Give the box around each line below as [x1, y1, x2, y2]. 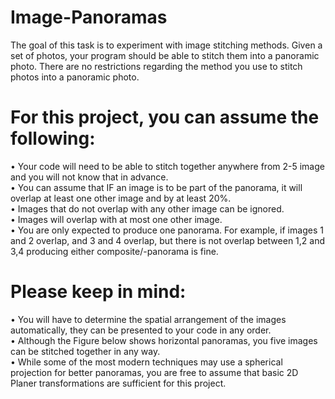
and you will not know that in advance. [10, 171, 169, 183]
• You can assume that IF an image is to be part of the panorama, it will [10, 181, 303, 193]
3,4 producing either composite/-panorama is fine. [10, 245, 219, 257]
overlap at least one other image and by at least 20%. [10, 192, 232, 204]
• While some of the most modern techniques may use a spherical [10, 356, 283, 368]
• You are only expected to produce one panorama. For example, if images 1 [10, 224, 324, 236]
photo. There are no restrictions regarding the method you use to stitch [10, 60, 303, 72]
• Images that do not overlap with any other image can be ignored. [10, 202, 285, 215]
